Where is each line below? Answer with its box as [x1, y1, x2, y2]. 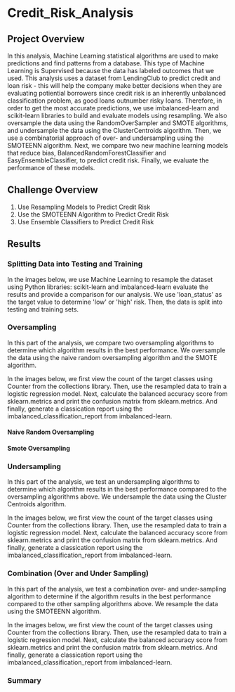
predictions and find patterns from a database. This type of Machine [7, 59, 205, 68]
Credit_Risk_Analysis [7, 5, 134, 21]
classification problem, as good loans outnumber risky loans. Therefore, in [7, 96, 222, 105]
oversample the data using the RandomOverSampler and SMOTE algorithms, [7, 119, 229, 127]
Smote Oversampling [7, 444, 70, 452]
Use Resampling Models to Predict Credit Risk [17, 203, 151, 211]
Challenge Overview [7, 184, 98, 196]
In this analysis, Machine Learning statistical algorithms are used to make [7, 51, 219, 60]
